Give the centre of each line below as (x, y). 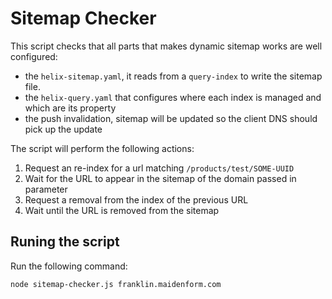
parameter (46, 189)
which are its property (70, 108)
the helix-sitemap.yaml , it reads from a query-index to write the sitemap (173, 76)
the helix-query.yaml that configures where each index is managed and (173, 97)
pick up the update (63, 129)
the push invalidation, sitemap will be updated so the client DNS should (171, 118)
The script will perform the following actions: (102, 148)
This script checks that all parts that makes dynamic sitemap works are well (166, 46)
